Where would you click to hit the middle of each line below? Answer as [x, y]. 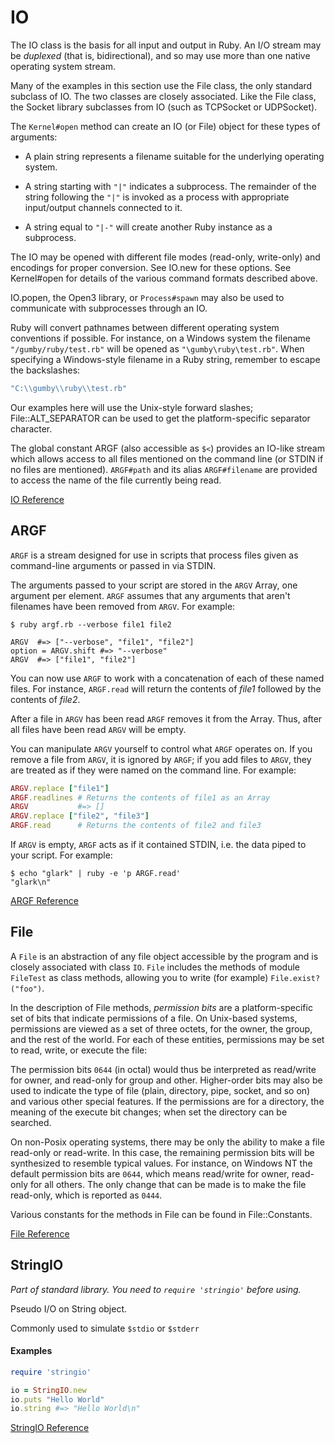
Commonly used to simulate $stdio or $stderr [105, 1328]
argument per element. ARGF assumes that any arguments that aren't [150, 595]
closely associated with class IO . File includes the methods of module [155, 967]
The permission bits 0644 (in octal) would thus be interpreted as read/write [163, 1069]
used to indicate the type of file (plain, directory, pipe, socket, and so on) [160, 1090]
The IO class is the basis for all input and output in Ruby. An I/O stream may [166, 45]
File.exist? [295, 978]
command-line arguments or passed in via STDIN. [113, 565]
